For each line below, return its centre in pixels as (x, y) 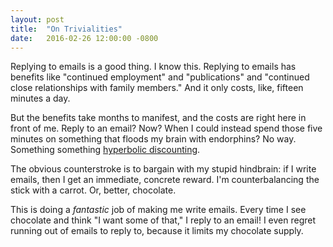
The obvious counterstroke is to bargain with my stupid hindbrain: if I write (163, 169)
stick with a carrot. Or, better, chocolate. (93, 190)
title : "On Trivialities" (66, 29)
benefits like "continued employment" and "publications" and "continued (160, 77)
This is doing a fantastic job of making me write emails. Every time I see (158, 210)
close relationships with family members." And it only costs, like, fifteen (157, 88)
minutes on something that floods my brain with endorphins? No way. (153, 139)
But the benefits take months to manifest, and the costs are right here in (158, 118)
